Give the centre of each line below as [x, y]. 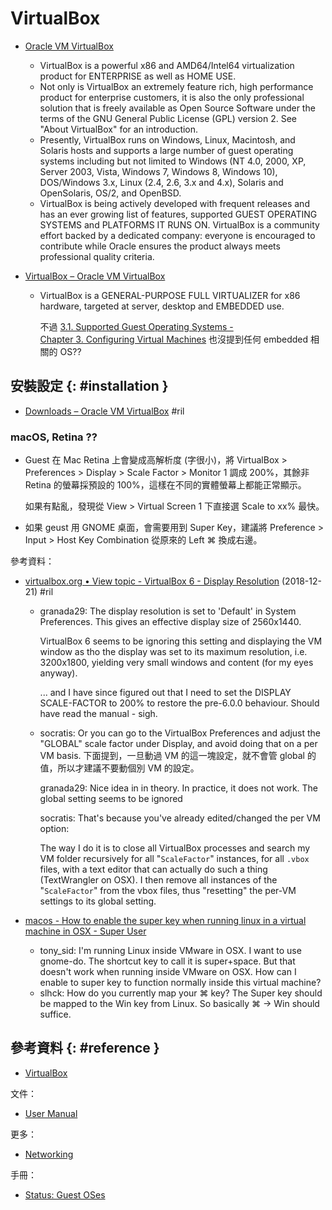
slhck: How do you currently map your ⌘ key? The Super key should [181, 993]
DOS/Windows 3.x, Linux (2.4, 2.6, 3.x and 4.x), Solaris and [161, 182]
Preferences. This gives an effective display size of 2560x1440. [170, 622]
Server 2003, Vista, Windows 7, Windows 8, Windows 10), [158, 171]
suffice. [55, 1014]
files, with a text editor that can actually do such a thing [153, 869]
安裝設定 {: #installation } [89, 386]
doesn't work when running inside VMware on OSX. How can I [168, 972]
